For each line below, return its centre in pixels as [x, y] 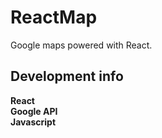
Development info [67, 76]
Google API [34, 111]
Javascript [33, 122]
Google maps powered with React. [81, 45]
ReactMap [54, 17]
